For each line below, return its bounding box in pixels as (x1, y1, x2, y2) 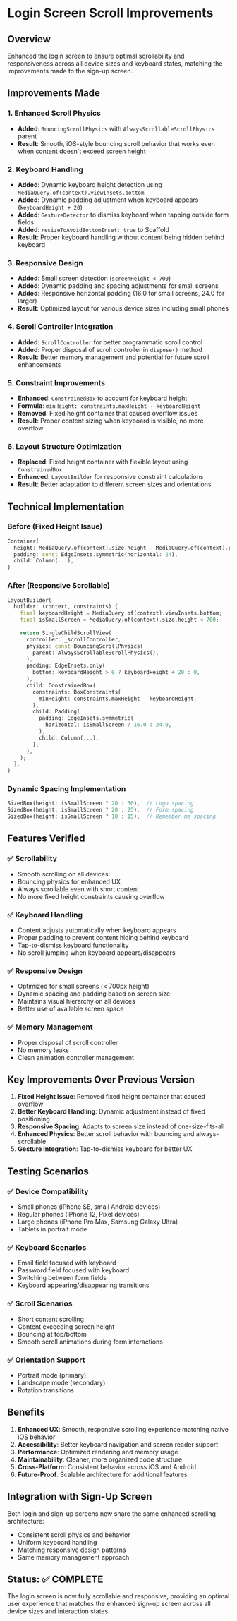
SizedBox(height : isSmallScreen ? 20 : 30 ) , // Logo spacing (7, 800, 194, 807)
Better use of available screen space (17, 1004, 124, 1013)
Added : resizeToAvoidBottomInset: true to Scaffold (17, 225, 169, 234)
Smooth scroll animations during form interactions (17, 1337, 164, 1346)
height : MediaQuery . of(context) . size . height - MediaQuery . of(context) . (13, 544, 229, 551)
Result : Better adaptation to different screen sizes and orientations (17, 480, 212, 488)
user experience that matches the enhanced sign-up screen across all (7, 1600, 212, 1608)
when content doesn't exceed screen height (17, 147, 146, 155)
